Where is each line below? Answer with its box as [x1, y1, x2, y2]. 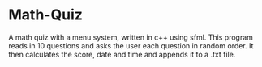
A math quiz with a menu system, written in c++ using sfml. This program [8, 32, 254, 42]
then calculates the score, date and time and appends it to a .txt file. [8, 49, 236, 59]
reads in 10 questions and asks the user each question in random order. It [8, 40, 254, 50]
